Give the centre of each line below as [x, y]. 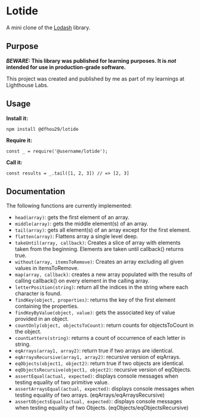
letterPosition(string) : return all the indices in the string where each [101, 287]
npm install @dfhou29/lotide [42, 129]
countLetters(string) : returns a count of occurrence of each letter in [100, 338]
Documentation [36, 191]
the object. [28, 332]
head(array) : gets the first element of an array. [72, 217]
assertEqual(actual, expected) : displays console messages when [96, 376]
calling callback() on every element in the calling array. [82, 281]
